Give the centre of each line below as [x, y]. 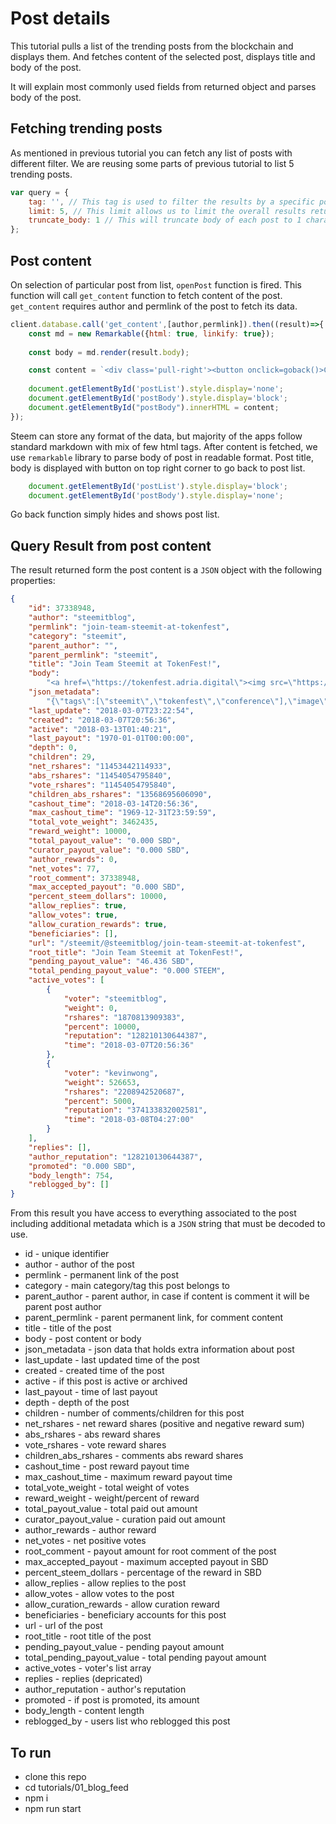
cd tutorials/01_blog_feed [76, 1787]
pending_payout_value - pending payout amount [124, 1647]
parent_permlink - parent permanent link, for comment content [154, 1318]
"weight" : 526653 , [102, 1082]
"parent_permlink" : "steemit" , [93, 655]
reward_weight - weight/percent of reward [112, 1498]
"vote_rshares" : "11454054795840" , [102, 785]
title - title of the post [68, 1328]
